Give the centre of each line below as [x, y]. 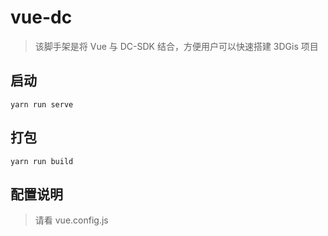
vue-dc [41, 17]
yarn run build [42, 161]
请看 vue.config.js [71, 220]
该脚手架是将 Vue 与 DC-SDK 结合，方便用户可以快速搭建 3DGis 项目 [176, 46]
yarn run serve [42, 104]
